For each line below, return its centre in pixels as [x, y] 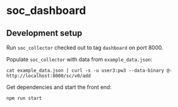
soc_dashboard [46, 11]
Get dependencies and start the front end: [59, 87]
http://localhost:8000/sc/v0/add [49, 76]
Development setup [44, 33]
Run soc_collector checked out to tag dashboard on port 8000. [85, 47]
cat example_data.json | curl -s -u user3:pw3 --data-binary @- [89, 71]
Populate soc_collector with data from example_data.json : [80, 59]
